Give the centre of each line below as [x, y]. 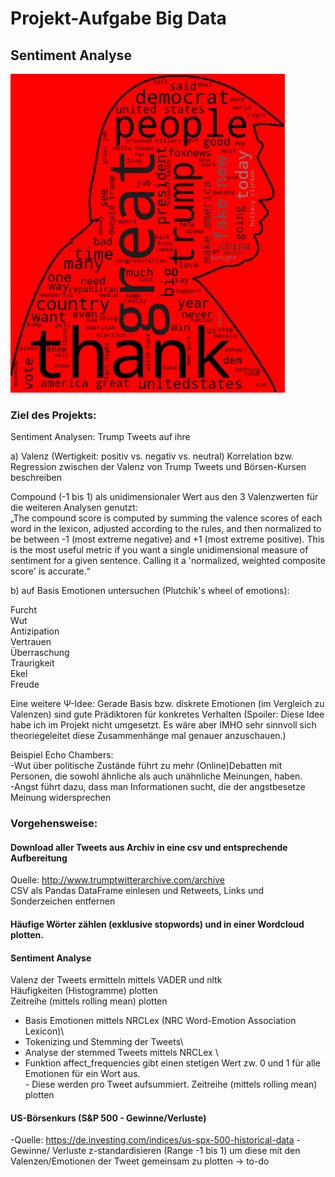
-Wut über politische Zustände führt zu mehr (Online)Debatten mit [146, 766]
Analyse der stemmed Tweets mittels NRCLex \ [121, 1053]
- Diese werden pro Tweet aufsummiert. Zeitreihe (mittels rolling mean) [171, 1084]
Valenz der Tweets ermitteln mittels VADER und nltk [116, 980]
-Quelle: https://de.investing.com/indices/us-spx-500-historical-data [152, 1140]
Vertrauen [31, 642]
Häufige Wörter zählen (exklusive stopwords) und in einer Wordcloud [157, 924]
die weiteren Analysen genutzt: [74, 508]
